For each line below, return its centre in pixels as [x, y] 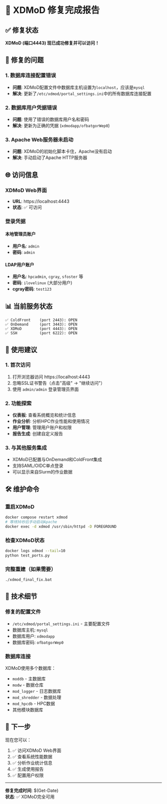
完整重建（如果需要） [31, 569]
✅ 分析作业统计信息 [32, 763]
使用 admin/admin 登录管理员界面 [45, 389]
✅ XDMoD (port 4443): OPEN [41, 329]
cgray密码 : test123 [32, 289]
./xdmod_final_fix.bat [29, 580]
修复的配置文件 [23, 612]
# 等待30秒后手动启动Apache [31, 522]
